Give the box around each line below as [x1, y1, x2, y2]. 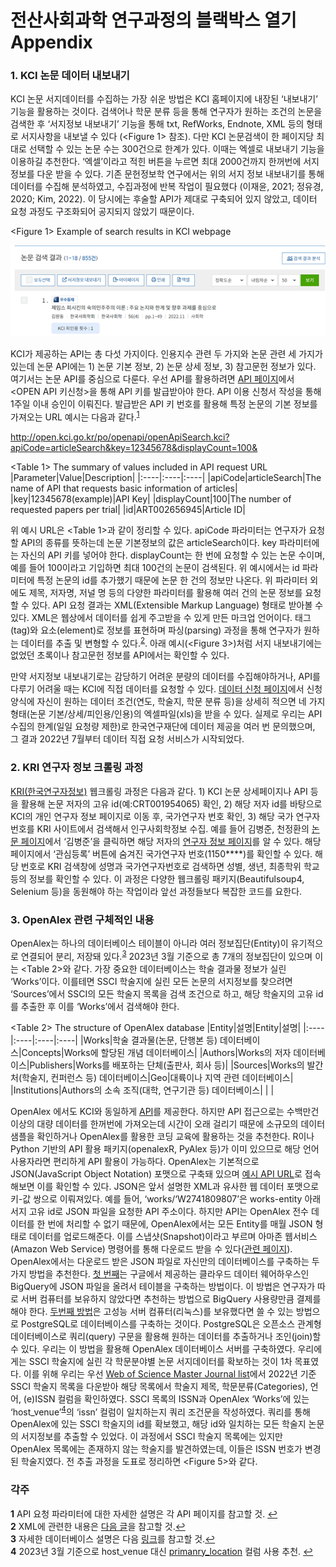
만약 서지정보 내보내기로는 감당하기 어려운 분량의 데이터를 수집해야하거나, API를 [10, 671, 321, 683]
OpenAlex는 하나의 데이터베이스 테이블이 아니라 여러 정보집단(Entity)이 [10, 937, 289, 950]
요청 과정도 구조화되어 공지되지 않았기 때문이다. [10, 206, 195, 218]
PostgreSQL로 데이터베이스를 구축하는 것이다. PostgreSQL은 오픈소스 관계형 [20, 1317, 322, 1330]
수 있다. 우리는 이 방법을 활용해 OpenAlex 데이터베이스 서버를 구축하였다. [10, 1342, 296, 1355]
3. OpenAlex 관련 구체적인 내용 [10, 912, 155, 926]
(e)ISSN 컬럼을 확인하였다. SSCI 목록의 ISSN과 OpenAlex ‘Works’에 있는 [23, 1392, 310, 1405]
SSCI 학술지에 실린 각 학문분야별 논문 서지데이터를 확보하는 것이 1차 [28, 1355, 293, 1367]
